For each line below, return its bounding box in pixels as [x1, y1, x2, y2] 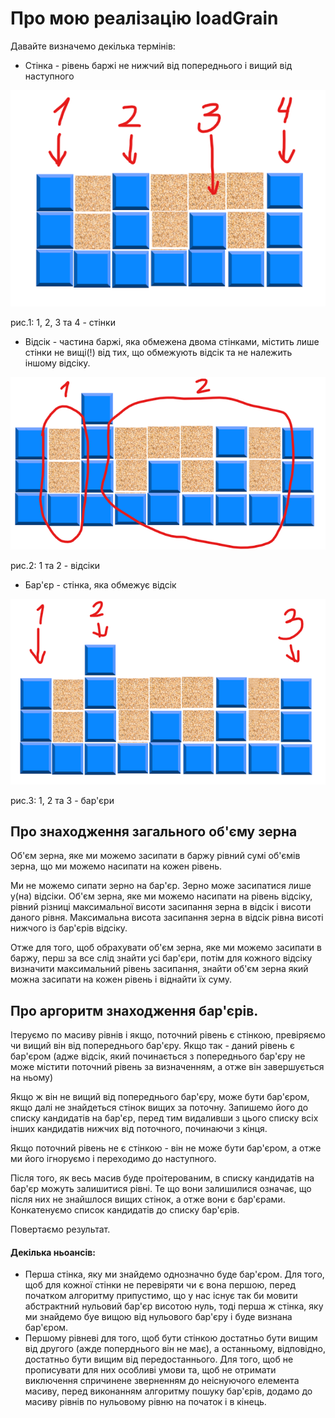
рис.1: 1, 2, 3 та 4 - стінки [10, 316, 116, 328]
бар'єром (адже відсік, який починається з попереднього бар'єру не [10, 1050, 306, 1062]
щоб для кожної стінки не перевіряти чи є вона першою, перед [24, 1279, 297, 1291]
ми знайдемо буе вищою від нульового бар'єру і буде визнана [24, 1311, 293, 1323]
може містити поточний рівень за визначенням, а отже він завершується [10, 1061, 325, 1073]
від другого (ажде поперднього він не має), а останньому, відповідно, [24, 1343, 326, 1355]
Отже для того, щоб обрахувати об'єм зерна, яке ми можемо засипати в [10, 942, 322, 954]
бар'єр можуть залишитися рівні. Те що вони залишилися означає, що [10, 1183, 312, 1195]
